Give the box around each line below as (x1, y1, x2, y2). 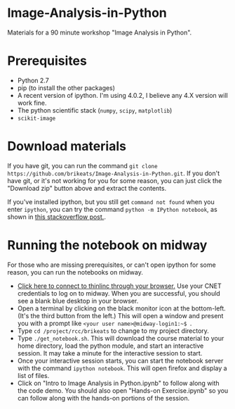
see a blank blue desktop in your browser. (17, 296, 139, 305)
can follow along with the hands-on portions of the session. (17, 394, 190, 402)
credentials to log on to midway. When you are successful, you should (17, 289, 221, 297)
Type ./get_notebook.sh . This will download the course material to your (17, 334, 224, 342)
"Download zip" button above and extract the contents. (7, 184, 167, 192)
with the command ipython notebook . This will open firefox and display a (17, 364, 227, 372)
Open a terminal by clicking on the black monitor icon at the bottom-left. (17, 304, 226, 313)
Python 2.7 (17, 76, 49, 84)
